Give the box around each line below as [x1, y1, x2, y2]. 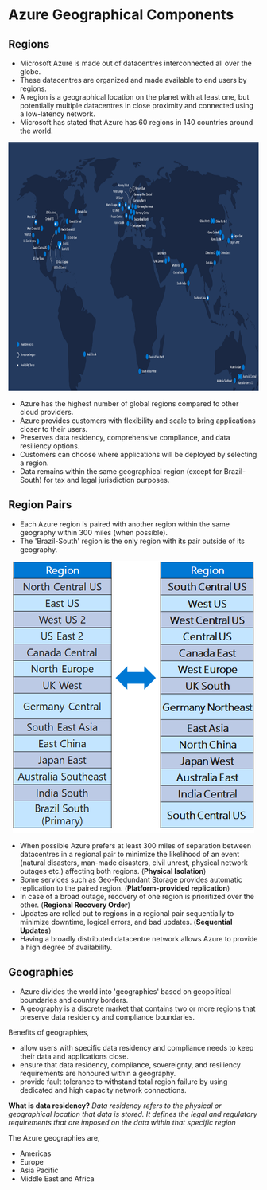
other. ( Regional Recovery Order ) [19, 900, 131, 910]
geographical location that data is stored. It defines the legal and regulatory [8, 1109, 258, 1118]
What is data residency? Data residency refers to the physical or [8, 1101, 222, 1110]
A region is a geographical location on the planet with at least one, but [19, 92, 250, 101]
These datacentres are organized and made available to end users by [19, 76, 247, 84]
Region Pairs [8, 498, 72, 511]
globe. [19, 67, 41, 76]
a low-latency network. [19, 109, 95, 119]
